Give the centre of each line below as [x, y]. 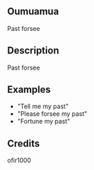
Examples [29, 90]
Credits [24, 143]
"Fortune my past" [44, 122]
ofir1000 [19, 160]
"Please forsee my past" [52, 114]
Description [33, 51]
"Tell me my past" [43, 106]
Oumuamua [33, 12]
